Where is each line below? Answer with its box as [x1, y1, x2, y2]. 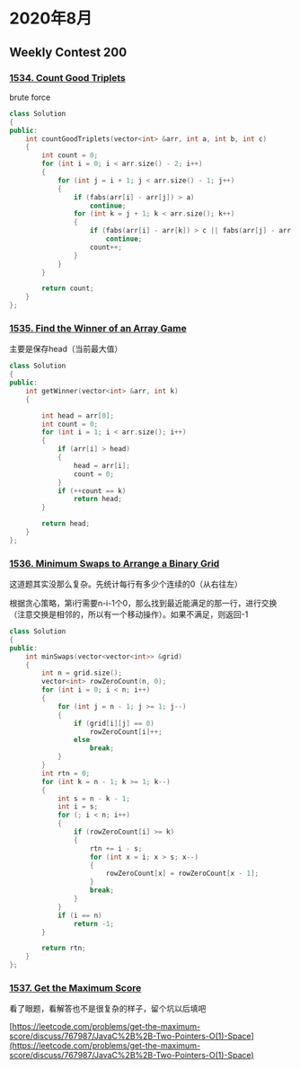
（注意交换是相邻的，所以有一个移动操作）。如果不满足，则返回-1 [9, 609, 249, 620]
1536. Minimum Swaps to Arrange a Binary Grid [9, 557, 220, 570]
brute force [9, 92, 51, 102]
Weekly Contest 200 [9, 44, 128, 59]
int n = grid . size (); [41, 668, 123, 678]
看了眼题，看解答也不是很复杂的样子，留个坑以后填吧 [9, 1003, 207, 1014]
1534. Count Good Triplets [9, 71, 126, 84]
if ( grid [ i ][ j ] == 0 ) [73, 719, 154, 728]
